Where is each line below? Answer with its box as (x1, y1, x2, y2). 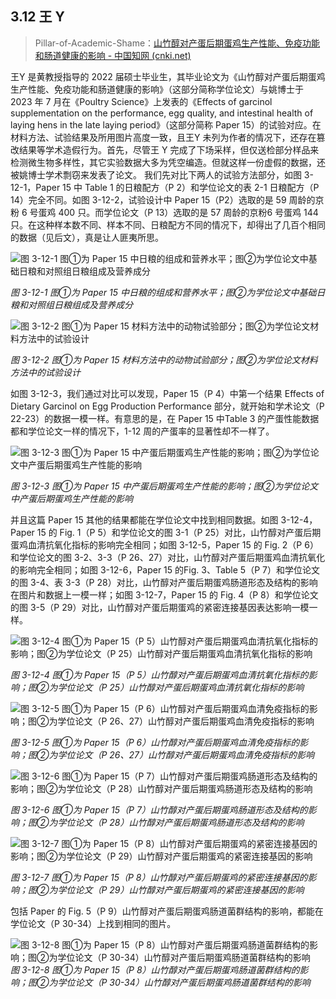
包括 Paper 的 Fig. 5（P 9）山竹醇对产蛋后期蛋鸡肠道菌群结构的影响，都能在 (10, 905, 324, 917)
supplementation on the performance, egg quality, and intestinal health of (10, 107, 314, 119)
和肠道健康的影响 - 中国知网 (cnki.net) (34, 49, 192, 61)
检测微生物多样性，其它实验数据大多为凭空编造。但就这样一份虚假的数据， (10, 156, 317, 168)
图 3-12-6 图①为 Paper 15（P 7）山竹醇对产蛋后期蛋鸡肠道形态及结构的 (10, 803, 308, 816)
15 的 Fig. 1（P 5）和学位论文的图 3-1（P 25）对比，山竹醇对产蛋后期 (36, 526, 322, 538)
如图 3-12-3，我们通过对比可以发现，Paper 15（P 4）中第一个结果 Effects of (10, 387, 325, 399)
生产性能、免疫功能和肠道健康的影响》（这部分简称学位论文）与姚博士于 (10, 83, 304, 95)
